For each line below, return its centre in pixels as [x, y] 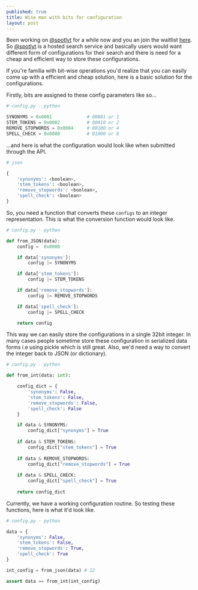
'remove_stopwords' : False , [63, 403]
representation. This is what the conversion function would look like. [91, 219]
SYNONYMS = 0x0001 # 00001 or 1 [63, 117]
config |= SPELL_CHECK [56, 312]
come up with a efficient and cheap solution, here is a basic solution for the [99, 77]
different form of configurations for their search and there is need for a [94, 53]
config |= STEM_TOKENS [56, 280]
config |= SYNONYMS [52, 263]
